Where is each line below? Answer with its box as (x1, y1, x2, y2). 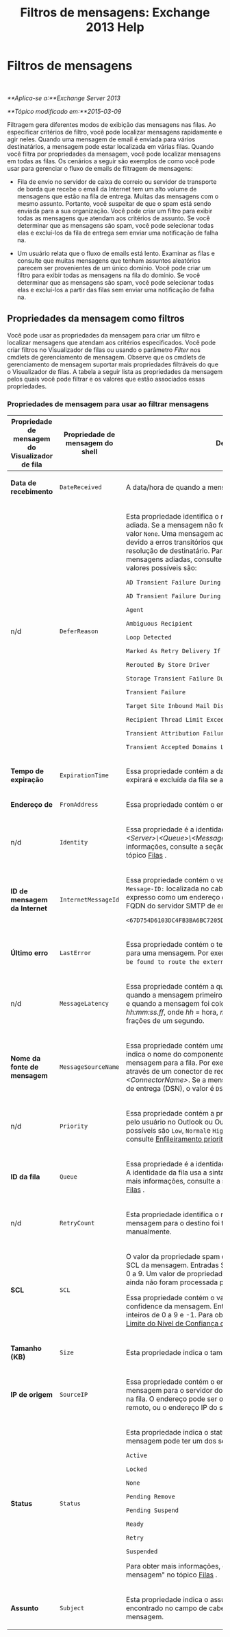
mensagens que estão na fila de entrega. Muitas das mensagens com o (16, 192, 219, 200)
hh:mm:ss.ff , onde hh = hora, (125, 1007, 219, 1017)
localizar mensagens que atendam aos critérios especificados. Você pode (7, 338, 216, 346)
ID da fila (10, 1172, 40, 1181)
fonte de (10, 1062, 39, 1072)
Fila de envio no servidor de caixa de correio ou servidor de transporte (16, 177, 217, 186)
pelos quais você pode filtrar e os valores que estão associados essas (7, 375, 205, 383)
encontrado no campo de (125, 1603, 207, 1613)
